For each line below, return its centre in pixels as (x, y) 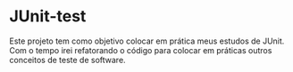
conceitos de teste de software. (68, 60)
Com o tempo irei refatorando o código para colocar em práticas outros (141, 50)
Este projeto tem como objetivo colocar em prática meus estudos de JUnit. (147, 41)
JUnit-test (48, 16)
